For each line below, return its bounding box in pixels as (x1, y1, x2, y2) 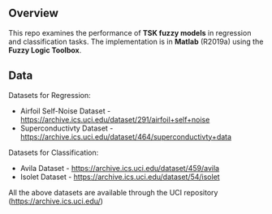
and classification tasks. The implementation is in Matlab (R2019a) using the (8, 36, 264, 46)
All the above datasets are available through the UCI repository (8, 187, 218, 197)
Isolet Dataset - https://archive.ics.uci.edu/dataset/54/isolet (19, 172, 221, 182)
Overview (8, 6, 59, 20)
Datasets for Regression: (8, 90, 91, 100)
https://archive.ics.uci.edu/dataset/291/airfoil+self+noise (19, 114, 210, 124)
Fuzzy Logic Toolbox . (8, 45, 82, 55)
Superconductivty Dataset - (19, 123, 114, 133)
